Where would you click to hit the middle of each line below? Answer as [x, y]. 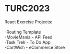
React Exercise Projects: [29, 22]
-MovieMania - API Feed [29, 37]
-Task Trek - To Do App [28, 42]
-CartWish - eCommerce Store [35, 47]
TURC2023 [27, 8]
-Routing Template [23, 32]
